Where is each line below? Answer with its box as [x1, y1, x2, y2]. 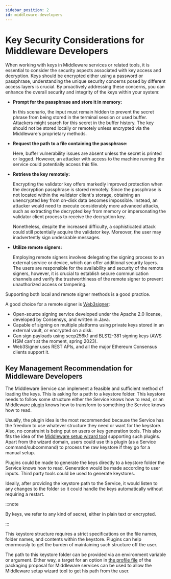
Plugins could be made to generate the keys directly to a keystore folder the [5, 459, 165, 466]
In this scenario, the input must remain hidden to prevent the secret [12, 109, 154, 115]
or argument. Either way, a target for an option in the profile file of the [5, 557, 152, 563]
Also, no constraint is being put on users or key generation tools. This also [5, 428, 161, 434]
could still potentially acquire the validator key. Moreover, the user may [12, 229, 162, 235]
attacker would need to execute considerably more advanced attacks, [12, 203, 160, 209]
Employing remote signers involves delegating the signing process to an [12, 254, 164, 261]
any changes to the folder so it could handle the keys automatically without [5, 486, 163, 492]
